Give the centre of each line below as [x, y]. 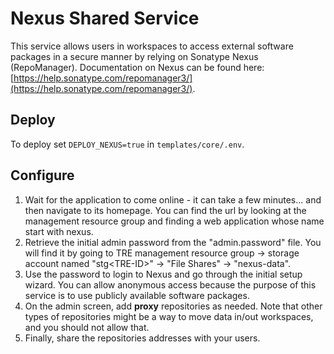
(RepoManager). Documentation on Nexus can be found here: [137, 67]
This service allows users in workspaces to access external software [152, 46]
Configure [42, 175]
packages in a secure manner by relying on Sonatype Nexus [134, 56]
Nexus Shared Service [105, 18]
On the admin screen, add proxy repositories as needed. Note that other [173, 306]
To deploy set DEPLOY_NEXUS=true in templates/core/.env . [127, 144]
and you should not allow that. [87, 327]
